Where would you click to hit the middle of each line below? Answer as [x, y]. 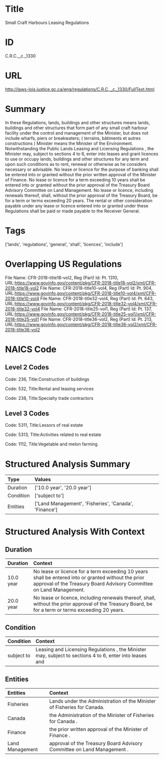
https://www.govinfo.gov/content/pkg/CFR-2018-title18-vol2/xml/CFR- [85, 283]
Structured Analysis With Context [75, 531]
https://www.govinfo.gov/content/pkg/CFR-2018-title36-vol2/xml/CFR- [86, 324]
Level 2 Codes [27, 367]
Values [43, 480]
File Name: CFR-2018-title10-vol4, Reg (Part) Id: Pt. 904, [96, 288]
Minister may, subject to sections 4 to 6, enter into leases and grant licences [82, 154]
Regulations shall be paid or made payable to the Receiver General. [72, 211]
